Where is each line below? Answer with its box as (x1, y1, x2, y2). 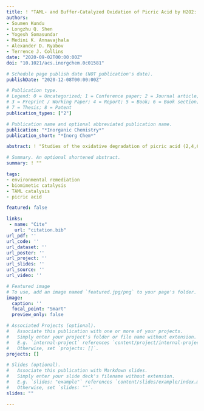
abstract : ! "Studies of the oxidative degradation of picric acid (6, 144, 181, 150)
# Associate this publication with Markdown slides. (6, 368, 148, 374)
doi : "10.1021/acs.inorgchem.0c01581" (6, 60, 104, 66)
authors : (6, 15, 29, 21)
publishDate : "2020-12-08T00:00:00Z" (6, 77, 102, 83)
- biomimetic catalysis (6, 182, 67, 189)
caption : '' (12, 300, 42, 306)
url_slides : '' (6, 261, 45, 267)
